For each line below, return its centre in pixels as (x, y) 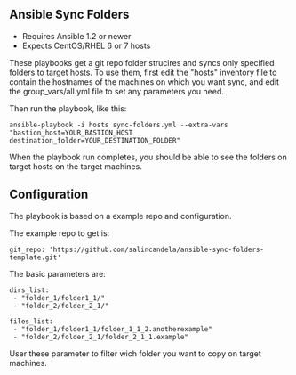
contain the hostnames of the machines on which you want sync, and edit (144, 82)
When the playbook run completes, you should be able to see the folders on (148, 157)
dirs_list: (29, 290)
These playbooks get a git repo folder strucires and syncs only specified (142, 62)
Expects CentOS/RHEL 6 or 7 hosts (86, 45)
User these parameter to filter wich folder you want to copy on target (136, 353)
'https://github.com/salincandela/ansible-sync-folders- (156, 249)
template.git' (36, 257)
